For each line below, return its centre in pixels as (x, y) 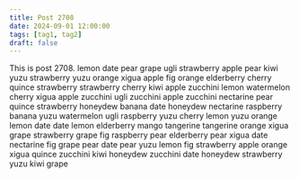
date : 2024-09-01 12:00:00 (60, 26)
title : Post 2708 (42, 18)
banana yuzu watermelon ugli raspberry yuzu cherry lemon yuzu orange (144, 116)
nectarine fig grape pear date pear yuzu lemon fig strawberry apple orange (149, 145)
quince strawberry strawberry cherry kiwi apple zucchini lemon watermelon (149, 87)
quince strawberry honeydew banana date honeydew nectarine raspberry (146, 107)
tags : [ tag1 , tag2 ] (46, 34)
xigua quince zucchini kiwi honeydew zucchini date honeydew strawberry (146, 155)
